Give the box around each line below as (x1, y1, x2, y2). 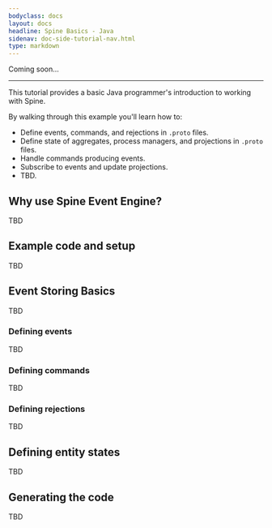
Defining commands (8, 364, 91, 376)
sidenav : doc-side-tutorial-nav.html (8, 34, 136, 43)
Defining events (8, 326, 73, 337)
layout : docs (8, 19, 53, 28)
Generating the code (8, 490, 115, 504)
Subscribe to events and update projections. (19, 162, 168, 172)
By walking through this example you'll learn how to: (8, 112, 183, 122)
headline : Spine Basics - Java (8, 27, 114, 35)
